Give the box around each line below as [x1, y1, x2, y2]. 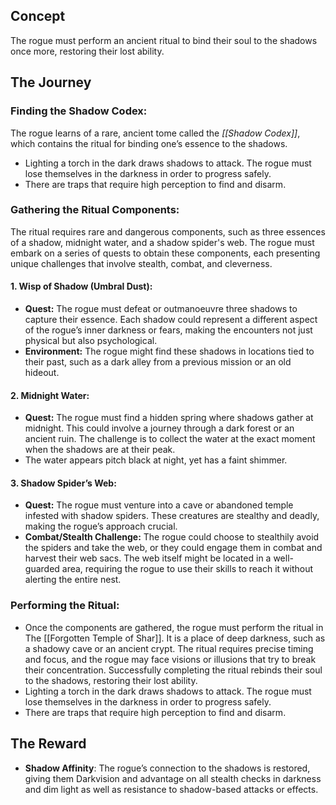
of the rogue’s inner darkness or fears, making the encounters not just [24, 324, 313, 336]
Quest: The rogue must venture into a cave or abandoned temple [24, 499, 294, 511]
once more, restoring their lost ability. [10, 45, 165, 57]
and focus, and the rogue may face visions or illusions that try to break [24, 653, 317, 665]
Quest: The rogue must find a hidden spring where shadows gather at [24, 412, 314, 424]
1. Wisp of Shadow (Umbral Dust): [10, 280, 153, 293]
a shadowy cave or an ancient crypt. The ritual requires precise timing [24, 642, 314, 654]
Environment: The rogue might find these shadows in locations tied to [24, 345, 315, 357]
